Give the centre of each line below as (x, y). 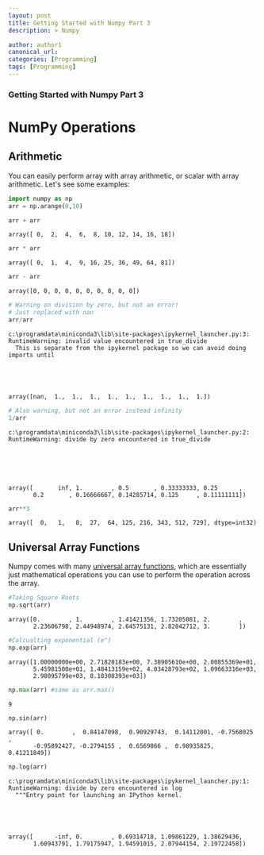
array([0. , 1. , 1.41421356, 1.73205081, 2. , (126, 619)
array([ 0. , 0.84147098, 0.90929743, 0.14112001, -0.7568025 (131, 732)
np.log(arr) (28, 767)
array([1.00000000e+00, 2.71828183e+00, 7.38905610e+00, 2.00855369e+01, (133, 662)
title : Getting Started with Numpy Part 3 (79, 23)
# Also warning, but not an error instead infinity (95, 410)
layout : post (30, 15)
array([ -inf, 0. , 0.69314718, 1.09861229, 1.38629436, (126, 837)
